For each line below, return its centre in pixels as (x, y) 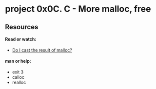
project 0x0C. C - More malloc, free (78, 9)
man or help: (18, 61)
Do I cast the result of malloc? (42, 50)
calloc (18, 77)
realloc (19, 82)
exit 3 (18, 72)
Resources (22, 27)
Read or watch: (21, 39)
